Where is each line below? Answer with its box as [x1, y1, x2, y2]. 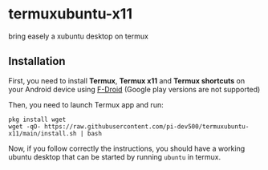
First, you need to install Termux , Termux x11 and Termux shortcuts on [8, 75, 246, 85]
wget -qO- [8, 122, 42, 131]
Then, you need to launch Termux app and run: [8, 99, 164, 109]
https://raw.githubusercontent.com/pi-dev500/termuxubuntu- [43, 122, 250, 131]
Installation [8, 55, 66, 68]
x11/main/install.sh [8, 129, 78, 137]
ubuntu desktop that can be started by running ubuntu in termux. [8, 152, 221, 161]
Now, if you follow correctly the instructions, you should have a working [8, 144, 246, 153]
